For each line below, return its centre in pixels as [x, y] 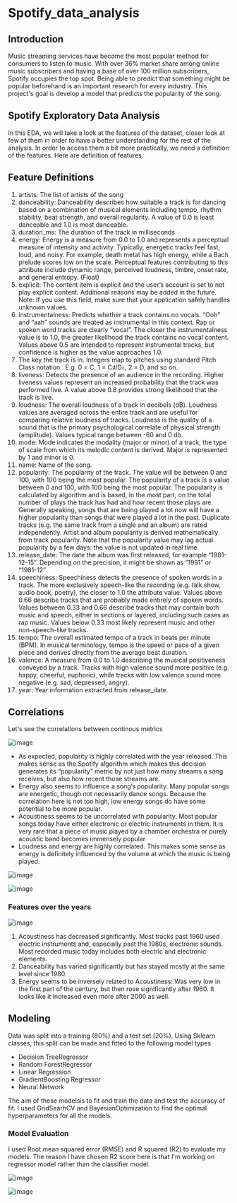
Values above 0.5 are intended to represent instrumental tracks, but [116, 345]
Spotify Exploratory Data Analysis [84, 115]
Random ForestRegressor [55, 1064]
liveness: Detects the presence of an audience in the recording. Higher [121, 374]
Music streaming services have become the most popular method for [108, 56]
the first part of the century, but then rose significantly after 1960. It [116, 989]
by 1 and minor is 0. [46, 457]
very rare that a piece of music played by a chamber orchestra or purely [123, 831]
